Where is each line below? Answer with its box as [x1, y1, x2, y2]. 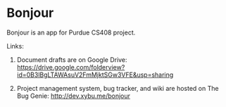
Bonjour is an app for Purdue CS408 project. [6, 28, 136, 37]
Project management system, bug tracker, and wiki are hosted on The [16, 84, 219, 92]
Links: [6, 42, 24, 50]
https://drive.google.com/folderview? [16, 63, 125, 71]
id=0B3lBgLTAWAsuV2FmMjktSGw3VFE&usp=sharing [16, 70, 174, 79]
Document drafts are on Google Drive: [16, 55, 127, 64]
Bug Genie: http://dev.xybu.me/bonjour [16, 92, 131, 100]
